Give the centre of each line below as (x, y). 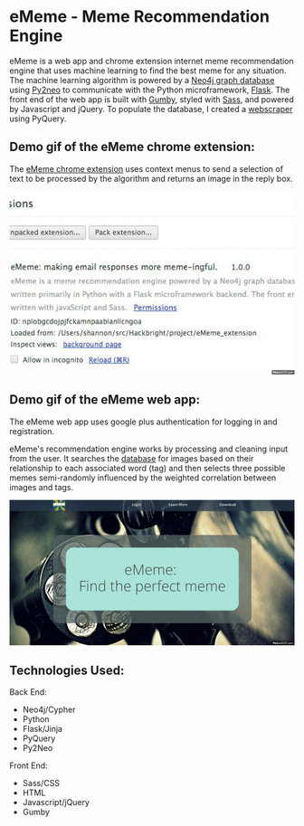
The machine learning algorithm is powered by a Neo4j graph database (142, 80)
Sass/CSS (41, 783)
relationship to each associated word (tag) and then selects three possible (147, 468)
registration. (32, 431)
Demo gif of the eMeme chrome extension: (132, 147)
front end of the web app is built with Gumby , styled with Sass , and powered (152, 99)
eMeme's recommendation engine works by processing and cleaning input (149, 449)
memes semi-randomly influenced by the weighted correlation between (143, 478)
